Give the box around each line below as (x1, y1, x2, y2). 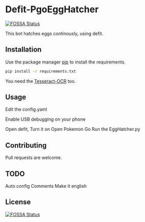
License (5, 198, 31, 207)
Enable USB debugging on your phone (5, 116, 85, 122)
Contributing (5, 141, 47, 149)
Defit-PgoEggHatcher (5, 4, 99, 15)
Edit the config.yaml (5, 106, 47, 113)
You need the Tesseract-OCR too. (5, 78, 76, 84)
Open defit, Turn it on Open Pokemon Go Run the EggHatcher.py (5, 126, 140, 132)
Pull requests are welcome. (5, 154, 62, 161)
